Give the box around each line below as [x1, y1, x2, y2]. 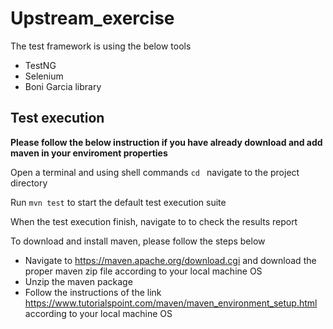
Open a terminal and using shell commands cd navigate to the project [10, 166, 300, 178]
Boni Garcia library [24, 80, 102, 92]
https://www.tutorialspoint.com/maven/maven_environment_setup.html [24, 297, 318, 309]
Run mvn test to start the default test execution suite [10, 196, 227, 208]
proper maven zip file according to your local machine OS [24, 265, 263, 277]
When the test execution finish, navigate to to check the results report [10, 215, 298, 227]
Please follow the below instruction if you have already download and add [10, 136, 323, 148]
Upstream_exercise [10, 7, 175, 30]
